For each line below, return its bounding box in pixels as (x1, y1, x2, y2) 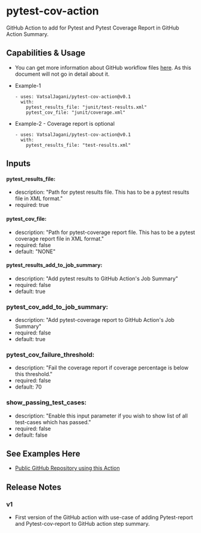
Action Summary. (6, 30, 49, 37)
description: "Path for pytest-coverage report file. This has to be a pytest (14, 229, 196, 236)
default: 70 (14, 383, 42, 390)
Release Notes (6, 482, 62, 492)
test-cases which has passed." (14, 418, 91, 425)
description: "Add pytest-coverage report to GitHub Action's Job (14, 316, 175, 324)
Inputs (6, 158, 31, 169)
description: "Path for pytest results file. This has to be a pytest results (14, 188, 190, 196)
